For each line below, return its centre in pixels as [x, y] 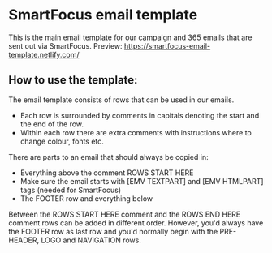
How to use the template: [73, 80]
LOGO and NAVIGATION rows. [91, 240]
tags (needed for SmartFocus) [71, 190]
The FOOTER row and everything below [86, 198]
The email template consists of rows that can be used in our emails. [121, 100]
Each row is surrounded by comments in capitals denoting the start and [140, 115]
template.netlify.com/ [44, 54]
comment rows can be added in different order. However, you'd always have [136, 223]
